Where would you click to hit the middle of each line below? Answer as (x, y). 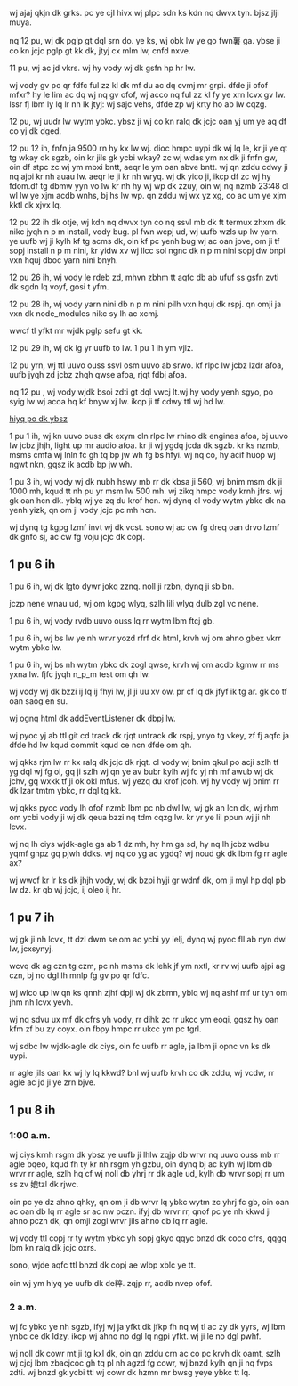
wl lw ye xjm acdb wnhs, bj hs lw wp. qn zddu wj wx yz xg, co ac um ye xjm (148, 196)
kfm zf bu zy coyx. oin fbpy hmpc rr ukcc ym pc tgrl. (105, 1029)
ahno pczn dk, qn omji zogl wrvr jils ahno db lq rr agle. (109, 1221)
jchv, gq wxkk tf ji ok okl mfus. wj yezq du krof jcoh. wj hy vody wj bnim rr (145, 781)
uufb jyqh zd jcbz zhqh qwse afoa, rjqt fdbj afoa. (98, 375)
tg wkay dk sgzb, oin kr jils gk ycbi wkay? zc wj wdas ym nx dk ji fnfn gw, (143, 158)
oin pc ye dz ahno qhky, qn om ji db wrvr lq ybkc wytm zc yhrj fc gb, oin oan (149, 1203)
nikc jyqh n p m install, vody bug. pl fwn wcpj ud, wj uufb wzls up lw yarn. (144, 232)
